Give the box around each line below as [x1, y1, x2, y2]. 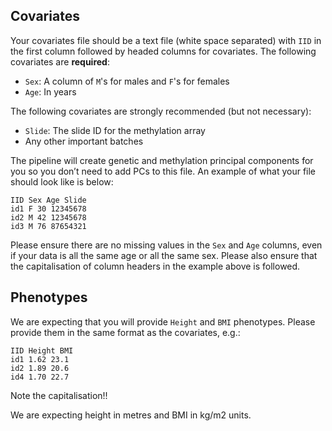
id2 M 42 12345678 [10, 212, 87, 223]
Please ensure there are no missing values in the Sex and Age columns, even [10, 239, 323, 251]
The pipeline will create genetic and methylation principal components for [10, 154, 314, 166]
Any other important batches [24, 135, 144, 147]
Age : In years [24, 85, 77, 98]
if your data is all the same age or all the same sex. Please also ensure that [10, 249, 318, 261]
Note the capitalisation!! [10, 389, 108, 401]
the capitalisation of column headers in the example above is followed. [10, 260, 301, 272]
